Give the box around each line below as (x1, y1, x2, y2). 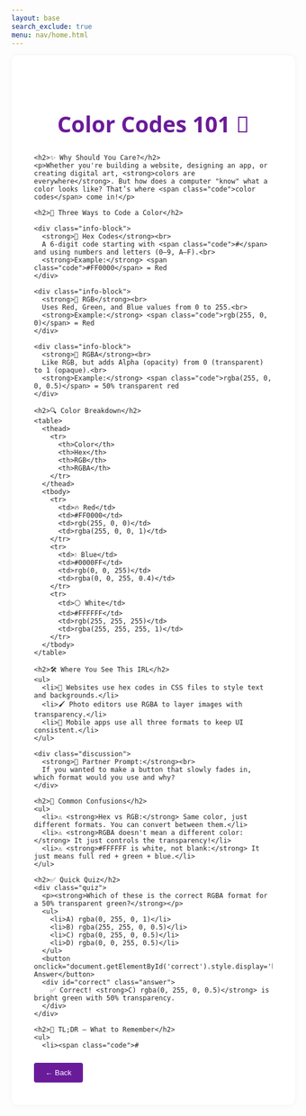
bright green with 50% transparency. (33, 994, 175, 1003)
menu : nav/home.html (11, 31, 89, 40)
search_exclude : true (11, 22, 93, 31)
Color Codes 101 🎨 (57, 108, 250, 139)
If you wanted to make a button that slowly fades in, (41, 765, 252, 774)
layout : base (11, 13, 60, 22)
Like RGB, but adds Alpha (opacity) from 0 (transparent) (41, 357, 265, 367)
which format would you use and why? (33, 773, 175, 782)
